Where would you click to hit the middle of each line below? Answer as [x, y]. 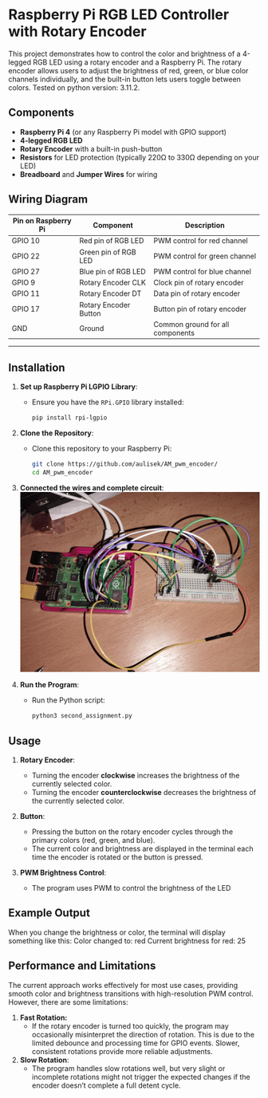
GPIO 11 [26, 293]
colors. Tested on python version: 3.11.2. [74, 87]
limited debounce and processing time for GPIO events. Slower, [136, 1043]
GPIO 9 [24, 283]
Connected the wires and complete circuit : [92, 487]
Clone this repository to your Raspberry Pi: [102, 449]
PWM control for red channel [201, 241]
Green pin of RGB [108, 252]
